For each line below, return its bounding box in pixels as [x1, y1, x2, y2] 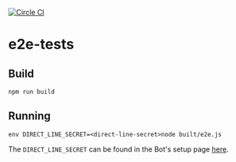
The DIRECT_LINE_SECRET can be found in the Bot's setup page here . [8, 144, 229, 154]
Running [8, 110, 52, 123]
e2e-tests [8, 36, 75, 53]
